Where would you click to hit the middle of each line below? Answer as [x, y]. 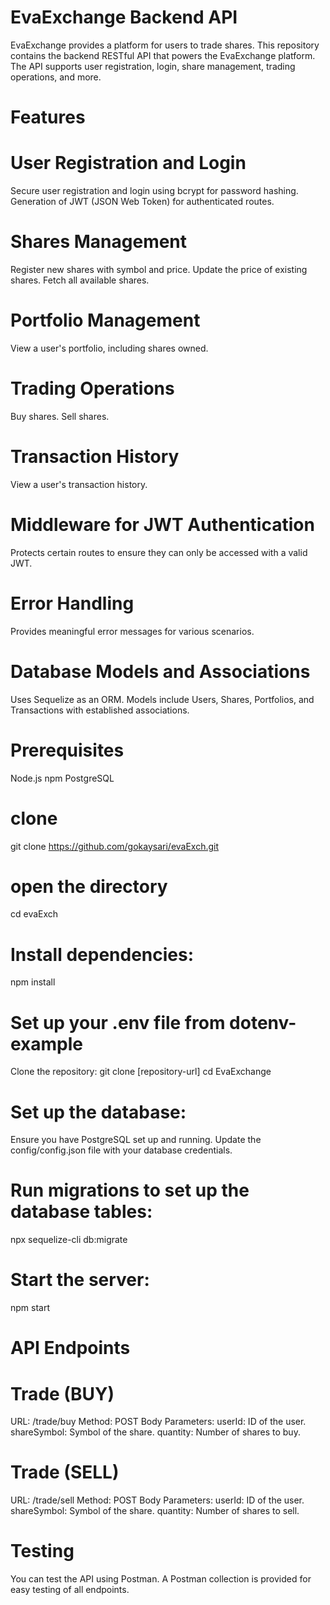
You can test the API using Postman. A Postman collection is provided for [161, 1579]
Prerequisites [67, 750]
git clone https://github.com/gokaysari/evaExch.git [115, 846]
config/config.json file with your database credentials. [121, 1150]
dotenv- [263, 1022]
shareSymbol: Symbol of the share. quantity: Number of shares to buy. [155, 1432]
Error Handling [72, 603]
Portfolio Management [105, 320]
